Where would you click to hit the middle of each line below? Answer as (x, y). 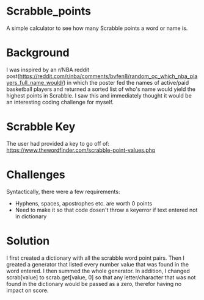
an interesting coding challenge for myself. (60, 102)
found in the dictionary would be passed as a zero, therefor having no (94, 284)
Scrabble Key (41, 127)
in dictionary (31, 216)
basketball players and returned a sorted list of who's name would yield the (101, 89)
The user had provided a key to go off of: (58, 143)
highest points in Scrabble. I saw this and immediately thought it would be (99, 95)
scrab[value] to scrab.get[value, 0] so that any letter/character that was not (101, 277)
